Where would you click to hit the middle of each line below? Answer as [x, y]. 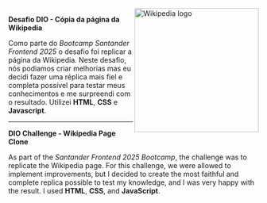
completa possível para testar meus [67, 85]
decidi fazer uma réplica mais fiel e [66, 77]
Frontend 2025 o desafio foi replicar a [70, 52]
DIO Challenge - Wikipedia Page [62, 133]
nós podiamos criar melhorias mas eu [70, 68]
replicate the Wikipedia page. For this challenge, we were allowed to [120, 165]
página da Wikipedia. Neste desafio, [68, 60]
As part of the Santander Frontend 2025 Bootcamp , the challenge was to [128, 157]
